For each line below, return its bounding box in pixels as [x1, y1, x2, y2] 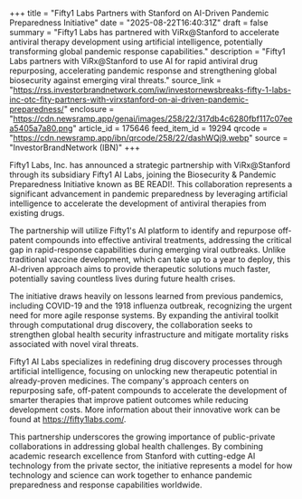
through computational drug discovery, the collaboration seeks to [9, 320, 253, 330]
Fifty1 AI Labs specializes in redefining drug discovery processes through [9, 356, 283, 367]
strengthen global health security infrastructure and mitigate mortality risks [9, 329, 289, 340]
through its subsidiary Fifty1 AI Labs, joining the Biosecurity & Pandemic [9, 169, 277, 180]
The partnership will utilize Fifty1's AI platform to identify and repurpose [9, 225, 276, 236]
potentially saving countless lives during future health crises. [9, 273, 236, 284]
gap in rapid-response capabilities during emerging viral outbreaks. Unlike [9, 244, 287, 255]
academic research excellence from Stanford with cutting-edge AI [9, 451, 256, 461]
